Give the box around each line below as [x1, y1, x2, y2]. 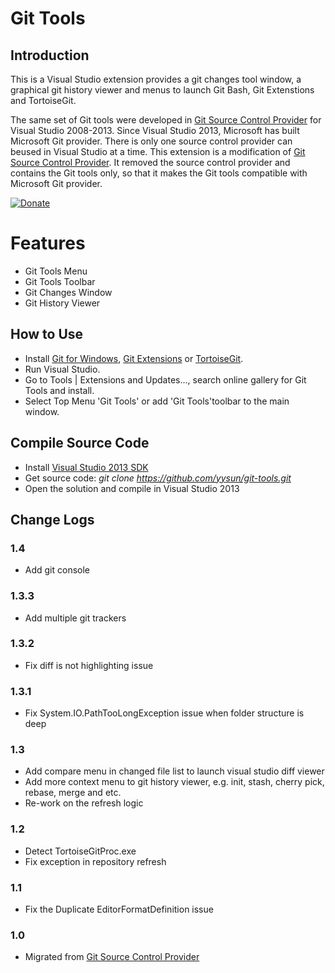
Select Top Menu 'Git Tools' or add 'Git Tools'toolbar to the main [24, 395, 290, 407]
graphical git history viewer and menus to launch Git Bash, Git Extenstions [10, 84, 315, 96]
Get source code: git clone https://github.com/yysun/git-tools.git [24, 472, 292, 484]
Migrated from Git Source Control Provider [24, 951, 200, 963]
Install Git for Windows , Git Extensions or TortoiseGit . [24, 352, 244, 364]
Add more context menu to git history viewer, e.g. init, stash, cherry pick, [24, 776, 325, 788]
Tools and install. [24, 384, 95, 396]
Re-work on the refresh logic [24, 797, 144, 809]
